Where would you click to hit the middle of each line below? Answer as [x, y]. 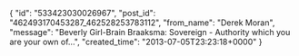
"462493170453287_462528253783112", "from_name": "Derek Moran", [142, 23]
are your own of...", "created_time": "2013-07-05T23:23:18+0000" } [136, 42]
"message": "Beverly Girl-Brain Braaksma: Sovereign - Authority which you [150, 32]
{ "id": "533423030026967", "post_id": [83, 13]
